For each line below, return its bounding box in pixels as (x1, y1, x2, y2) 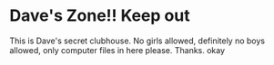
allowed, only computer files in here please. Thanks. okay (9, 44, 226, 55)
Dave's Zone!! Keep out (9, 5, 190, 26)
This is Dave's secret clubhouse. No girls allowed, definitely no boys (9, 35, 266, 46)
